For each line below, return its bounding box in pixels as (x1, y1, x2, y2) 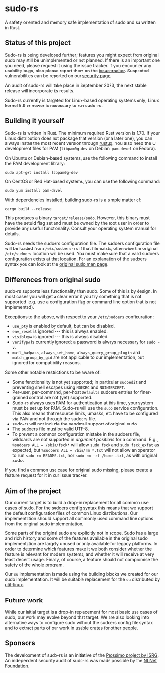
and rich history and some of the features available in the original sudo (5, 535, 148, 541)
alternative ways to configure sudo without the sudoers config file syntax (5, 620, 153, 625)
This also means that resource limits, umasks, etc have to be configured (12, 410, 158, 417)
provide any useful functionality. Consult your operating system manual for (5, 225, 157, 231)
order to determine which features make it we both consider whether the (5, 546, 152, 552)
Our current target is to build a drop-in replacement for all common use (5, 500, 149, 506)
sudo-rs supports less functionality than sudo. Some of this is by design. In (5, 288, 157, 294)
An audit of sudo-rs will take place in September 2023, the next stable (5, 82, 147, 88)
